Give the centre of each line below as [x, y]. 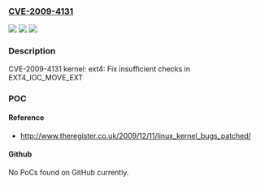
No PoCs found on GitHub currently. [69, 172]
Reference [26, 118]
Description [32, 51]
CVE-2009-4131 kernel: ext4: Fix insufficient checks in [100, 69]
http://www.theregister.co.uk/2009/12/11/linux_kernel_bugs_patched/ [136, 136]
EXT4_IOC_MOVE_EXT [46, 77]
